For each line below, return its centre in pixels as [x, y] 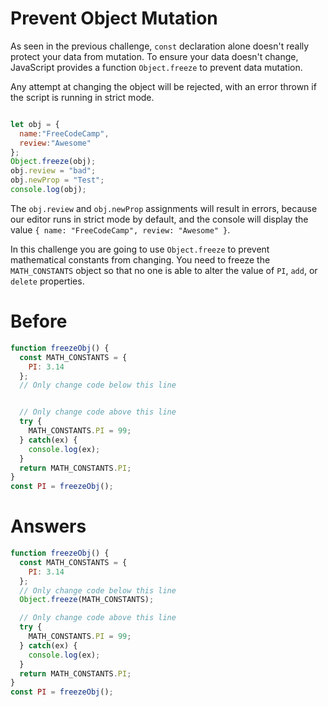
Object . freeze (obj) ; [53, 162]
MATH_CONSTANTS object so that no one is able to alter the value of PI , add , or [164, 270]
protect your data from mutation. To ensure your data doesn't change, [154, 56]
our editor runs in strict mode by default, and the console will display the [159, 219]
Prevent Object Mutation [114, 18]
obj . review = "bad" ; [53, 171]
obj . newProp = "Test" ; [57, 180]
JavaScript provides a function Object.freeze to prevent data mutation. [156, 67]
